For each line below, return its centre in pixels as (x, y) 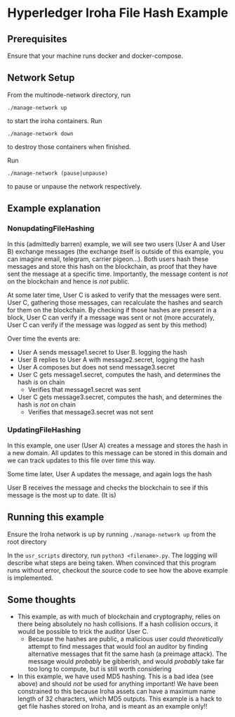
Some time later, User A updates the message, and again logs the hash (110, 474)
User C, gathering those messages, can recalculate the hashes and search (115, 302)
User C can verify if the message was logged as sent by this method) (107, 324)
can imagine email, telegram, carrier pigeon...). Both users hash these (108, 259)
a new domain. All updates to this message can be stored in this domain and (117, 452)
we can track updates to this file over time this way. (81, 460)
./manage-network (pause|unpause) (58, 173)
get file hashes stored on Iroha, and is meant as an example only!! (112, 706)
